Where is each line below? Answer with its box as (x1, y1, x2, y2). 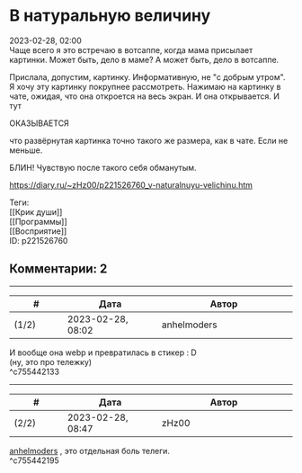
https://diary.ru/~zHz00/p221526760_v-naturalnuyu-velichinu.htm (9, 179, 253, 190)
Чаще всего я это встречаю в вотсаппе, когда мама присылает (9, 44, 253, 55)
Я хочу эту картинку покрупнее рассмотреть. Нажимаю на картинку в (9, 81, 281, 92)
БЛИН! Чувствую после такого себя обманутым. (9, 162, 197, 173)
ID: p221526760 (9, 235, 68, 245)
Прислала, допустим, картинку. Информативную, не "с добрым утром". (9, 71, 286, 82)
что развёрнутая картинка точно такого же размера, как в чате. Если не (9, 135, 289, 146)
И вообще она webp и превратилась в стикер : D (9, 347, 198, 358)
